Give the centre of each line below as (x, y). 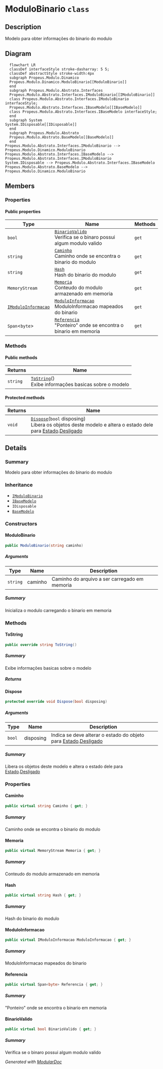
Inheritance (19, 485)
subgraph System (26, 120)
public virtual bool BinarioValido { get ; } (51, 1029)
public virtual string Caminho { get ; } (47, 806)
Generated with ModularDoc (33, 1062)
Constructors (21, 524)
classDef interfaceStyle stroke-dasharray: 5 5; (59, 69)
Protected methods (25, 398)
